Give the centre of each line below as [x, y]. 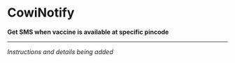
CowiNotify [41, 13]
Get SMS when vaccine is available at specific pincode [88, 32]
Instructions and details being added [60, 52]
